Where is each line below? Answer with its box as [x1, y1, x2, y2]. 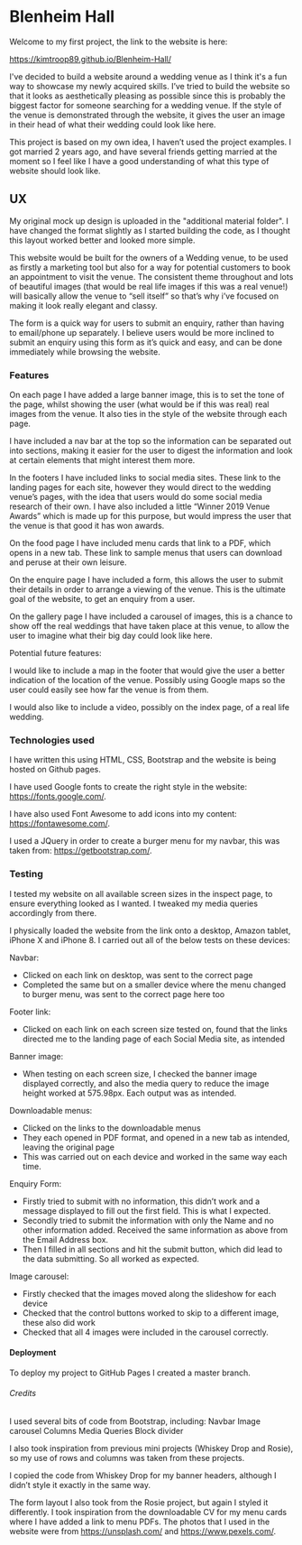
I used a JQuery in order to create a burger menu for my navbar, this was [9, 836, 280, 847]
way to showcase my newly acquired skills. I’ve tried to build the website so [9, 80, 290, 91]
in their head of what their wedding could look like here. [9, 119, 216, 130]
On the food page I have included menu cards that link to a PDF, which [9, 538, 271, 549]
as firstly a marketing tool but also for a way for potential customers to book [9, 262, 291, 273]
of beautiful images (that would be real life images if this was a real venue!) [9, 281, 288, 291]
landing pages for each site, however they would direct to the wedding [9, 482, 272, 493]
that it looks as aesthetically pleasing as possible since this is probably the [9, 90, 286, 101]
